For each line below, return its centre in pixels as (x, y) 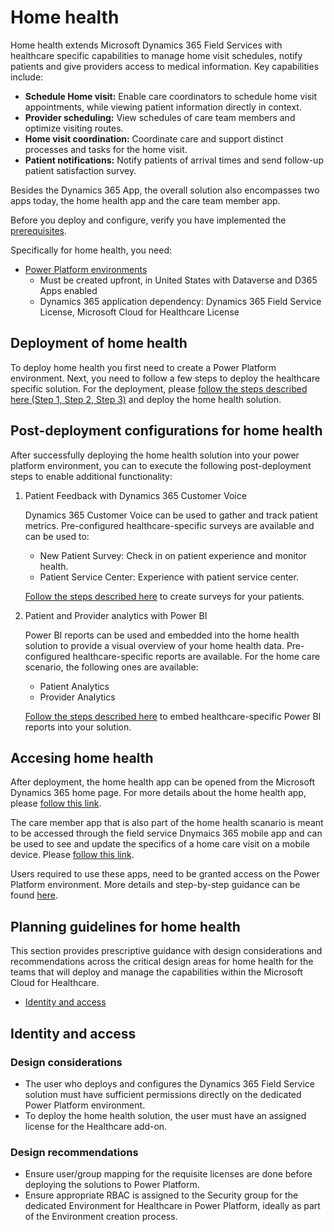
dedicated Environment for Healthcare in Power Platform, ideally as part (172, 1206)
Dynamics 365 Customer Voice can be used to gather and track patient (171, 515)
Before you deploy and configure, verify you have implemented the (148, 220)
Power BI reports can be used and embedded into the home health (162, 635)
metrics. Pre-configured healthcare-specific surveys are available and (169, 525)
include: (27, 77)
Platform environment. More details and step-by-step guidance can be (155, 885)
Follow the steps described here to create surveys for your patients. (164, 596)
